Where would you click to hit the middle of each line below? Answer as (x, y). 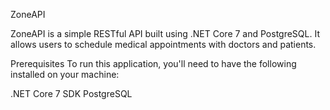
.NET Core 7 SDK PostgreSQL (71, 93)
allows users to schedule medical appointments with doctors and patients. (163, 44)
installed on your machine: (65, 74)
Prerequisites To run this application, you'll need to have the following (153, 63)
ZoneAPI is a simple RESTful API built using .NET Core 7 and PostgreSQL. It (165, 33)
